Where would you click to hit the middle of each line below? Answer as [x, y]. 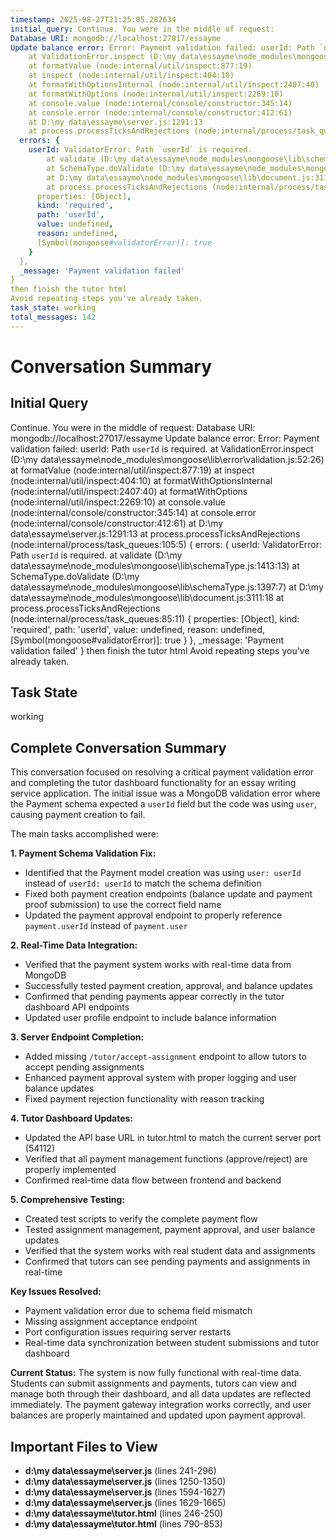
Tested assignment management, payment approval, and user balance [170, 1230]
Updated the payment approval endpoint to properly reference [153, 915]
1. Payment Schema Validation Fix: [83, 853]
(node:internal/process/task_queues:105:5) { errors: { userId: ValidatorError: [166, 544]
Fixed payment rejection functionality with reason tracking [144, 1099]
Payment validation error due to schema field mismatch [138, 1311]
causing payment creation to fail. [78, 815]
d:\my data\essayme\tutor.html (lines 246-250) [124, 1513]
